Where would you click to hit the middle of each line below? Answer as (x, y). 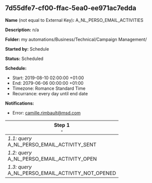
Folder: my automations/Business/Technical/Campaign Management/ (76, 39)
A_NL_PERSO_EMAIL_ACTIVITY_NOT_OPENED (62, 173)
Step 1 (62, 125)
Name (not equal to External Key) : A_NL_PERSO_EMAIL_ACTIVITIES (74, 20)
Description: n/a (22, 30)
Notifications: (20, 103)
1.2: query (20, 152)
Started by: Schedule (27, 49)
